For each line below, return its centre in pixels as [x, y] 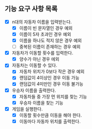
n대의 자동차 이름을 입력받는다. [42, 22]
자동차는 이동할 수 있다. [35, 65]
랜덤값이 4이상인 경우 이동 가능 [49, 78]
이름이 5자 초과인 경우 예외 [45, 34]
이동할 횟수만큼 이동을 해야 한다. [50, 115]
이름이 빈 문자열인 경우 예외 [46, 28]
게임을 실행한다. [27, 109]
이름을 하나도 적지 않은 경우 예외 [50, 40]
